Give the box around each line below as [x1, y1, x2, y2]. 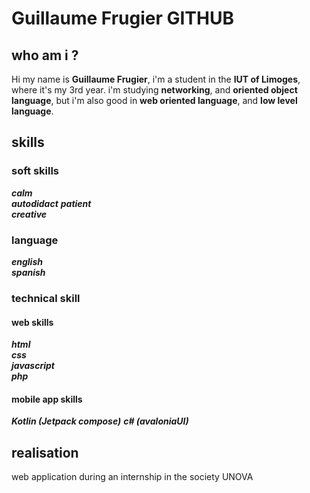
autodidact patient [11, 197, 92, 209]
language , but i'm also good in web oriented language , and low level [11, 95, 298, 106]
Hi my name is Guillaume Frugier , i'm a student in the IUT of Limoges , [11, 73, 301, 85]
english [11, 255, 43, 267]
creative [11, 208, 48, 220]
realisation [11, 444, 79, 461]
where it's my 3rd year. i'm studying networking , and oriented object [11, 84, 298, 96]
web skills [11, 316, 54, 328]
